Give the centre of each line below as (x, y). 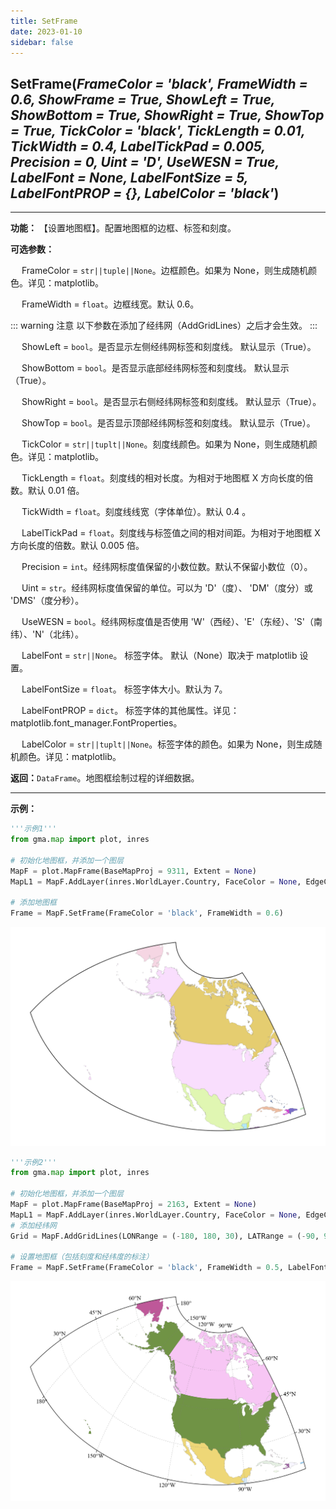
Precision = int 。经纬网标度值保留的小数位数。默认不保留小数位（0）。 (167, 567)
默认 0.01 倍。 (56, 491)
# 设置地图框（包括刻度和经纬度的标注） (82, 1257)
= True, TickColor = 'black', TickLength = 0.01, (158, 130)
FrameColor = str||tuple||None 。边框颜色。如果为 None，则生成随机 (165, 271)
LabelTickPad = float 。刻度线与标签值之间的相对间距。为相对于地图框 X (171, 533)
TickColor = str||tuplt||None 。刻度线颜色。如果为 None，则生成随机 (165, 444)
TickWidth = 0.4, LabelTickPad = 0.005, (138, 146)
